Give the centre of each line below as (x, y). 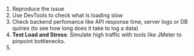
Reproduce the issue (38, 9)
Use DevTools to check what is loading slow (67, 15)
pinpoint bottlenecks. (39, 41)
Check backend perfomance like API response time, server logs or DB (100, 22)
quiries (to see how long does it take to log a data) (75, 28)
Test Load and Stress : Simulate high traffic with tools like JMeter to (97, 35)
